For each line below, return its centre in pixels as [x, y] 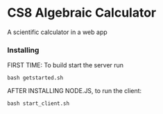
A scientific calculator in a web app [57, 32]
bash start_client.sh [38, 104]
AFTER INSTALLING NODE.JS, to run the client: [75, 91]
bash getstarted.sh [35, 78]
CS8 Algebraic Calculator [82, 13]
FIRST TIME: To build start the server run [65, 65]
